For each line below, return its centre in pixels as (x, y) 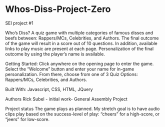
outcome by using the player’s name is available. (55, 54)
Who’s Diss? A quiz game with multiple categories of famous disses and (79, 32)
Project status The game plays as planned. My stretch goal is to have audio (82, 108)
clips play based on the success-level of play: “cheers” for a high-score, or (82, 114)
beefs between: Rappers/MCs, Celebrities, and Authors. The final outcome (82, 38)
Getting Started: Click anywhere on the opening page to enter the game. (79, 63)
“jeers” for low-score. (27, 119)
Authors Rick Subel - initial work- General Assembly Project (66, 99)
